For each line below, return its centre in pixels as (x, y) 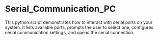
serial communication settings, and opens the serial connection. (70, 32)
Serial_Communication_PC (61, 9)
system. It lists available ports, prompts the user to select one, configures (79, 27)
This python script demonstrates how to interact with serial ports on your (79, 22)
